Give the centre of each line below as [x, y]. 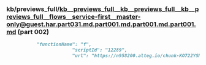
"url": [80, 56]
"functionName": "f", [64, 44]
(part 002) [33, 32]
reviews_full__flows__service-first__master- [74, 16]
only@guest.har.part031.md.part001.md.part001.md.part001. [101, 24]
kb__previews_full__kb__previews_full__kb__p [129, 9]
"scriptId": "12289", [100, 50]
